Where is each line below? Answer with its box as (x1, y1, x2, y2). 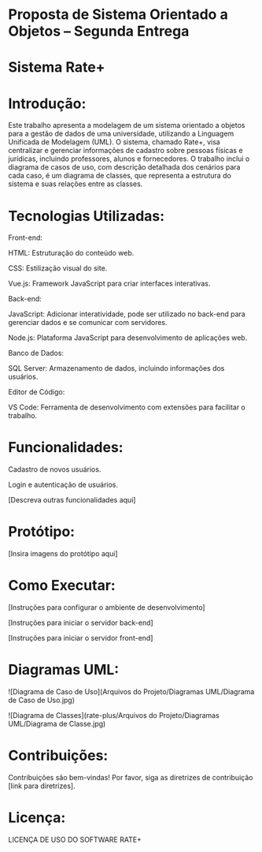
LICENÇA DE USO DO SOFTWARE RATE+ (8, 835, 142, 844)
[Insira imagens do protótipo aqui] (8, 549, 118, 559)
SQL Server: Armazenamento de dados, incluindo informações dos (8, 364, 225, 373)
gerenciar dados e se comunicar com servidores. (8, 318, 168, 327)
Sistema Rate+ (8, 58, 105, 77)
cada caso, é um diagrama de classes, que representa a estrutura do (8, 171, 232, 181)
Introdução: (8, 95, 87, 112)
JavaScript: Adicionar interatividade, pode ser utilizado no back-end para (8, 309, 245, 319)
